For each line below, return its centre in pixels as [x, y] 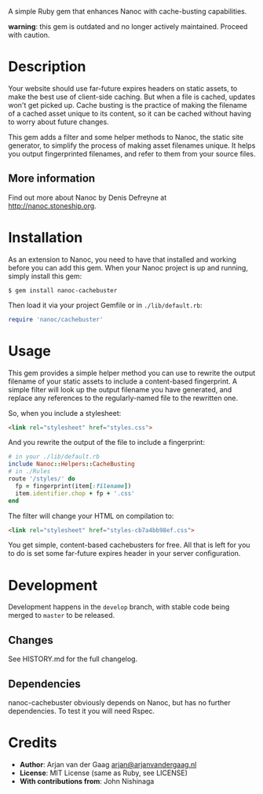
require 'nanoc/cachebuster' [56, 319]
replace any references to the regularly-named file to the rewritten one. [123, 398]
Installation [46, 237]
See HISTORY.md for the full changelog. [73, 659]
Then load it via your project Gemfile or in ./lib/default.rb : [105, 305]
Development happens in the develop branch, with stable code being [119, 607]
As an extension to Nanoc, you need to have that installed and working [122, 259]
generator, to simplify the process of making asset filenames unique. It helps [132, 145]
